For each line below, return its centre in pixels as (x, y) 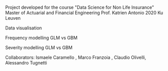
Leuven (13, 18)
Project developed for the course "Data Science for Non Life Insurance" (80, 7)
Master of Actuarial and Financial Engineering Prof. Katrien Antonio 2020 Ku (84, 13)
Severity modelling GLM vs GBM (39, 47)
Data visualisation (23, 28)
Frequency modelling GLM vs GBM (41, 38)
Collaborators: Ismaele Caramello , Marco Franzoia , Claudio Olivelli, (76, 57)
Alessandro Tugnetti (26, 63)
